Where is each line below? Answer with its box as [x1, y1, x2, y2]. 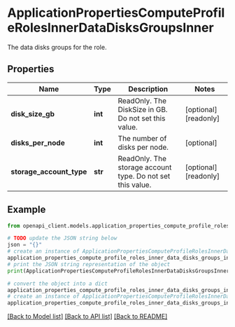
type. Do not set [117, 171, 171, 181]
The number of [117, 133, 167, 143]
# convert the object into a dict [7, 280, 108, 287]
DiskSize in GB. [117, 104, 168, 114]
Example [7, 204, 46, 216]
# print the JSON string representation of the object [7, 260, 171, 267]
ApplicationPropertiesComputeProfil [7, 5, 225, 21]
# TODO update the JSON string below [7, 235, 117, 242]
